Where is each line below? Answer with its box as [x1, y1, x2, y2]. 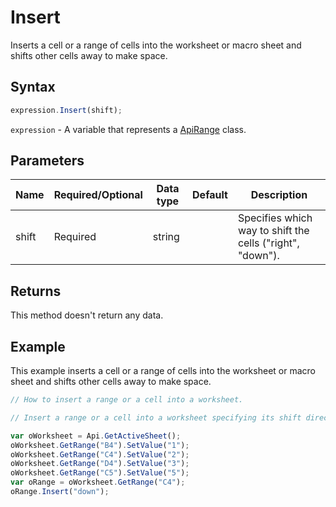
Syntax [10, 79, 56, 96]
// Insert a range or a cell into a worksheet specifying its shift [10, 412, 302, 423]
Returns [10, 282, 62, 300]
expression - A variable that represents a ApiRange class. [10, 123, 247, 135]
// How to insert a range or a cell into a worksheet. [10, 395, 244, 405]
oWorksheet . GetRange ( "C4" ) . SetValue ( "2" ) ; [10, 449, 190, 460]
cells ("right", [237, 236, 300, 250]
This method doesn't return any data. [10, 309, 164, 321]
